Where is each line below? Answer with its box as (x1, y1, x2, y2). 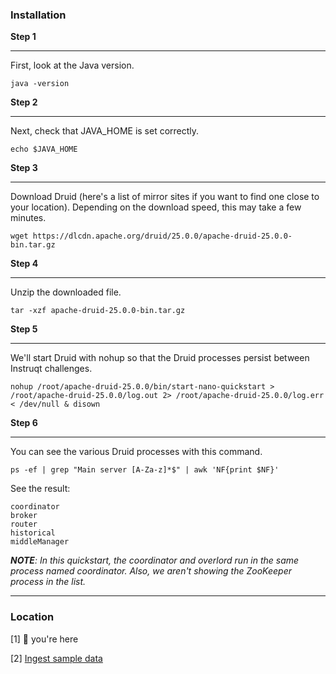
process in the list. (10, 576, 87, 588)
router (10, 519, 38, 530)
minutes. (10, 212, 47, 224)
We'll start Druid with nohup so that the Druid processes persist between (10, 352, 310, 364)
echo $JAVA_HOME (10, 144, 78, 155)
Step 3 (10, 162, 38, 174)
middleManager (10, 537, 70, 547)
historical (10, 528, 56, 538)
